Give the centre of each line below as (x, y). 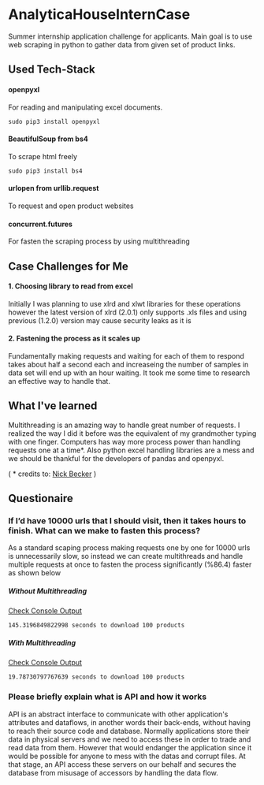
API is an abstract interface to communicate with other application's (118, 714)
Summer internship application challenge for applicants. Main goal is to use (130, 36)
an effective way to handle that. (59, 381)
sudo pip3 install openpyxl (54, 121)
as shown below (35, 573)
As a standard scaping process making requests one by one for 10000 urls (129, 548)
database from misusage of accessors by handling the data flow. (113, 772)
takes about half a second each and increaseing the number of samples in (128, 364)
